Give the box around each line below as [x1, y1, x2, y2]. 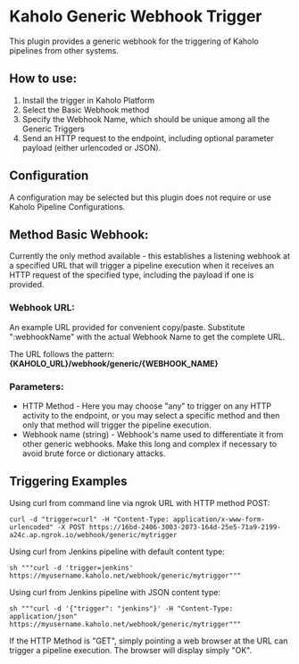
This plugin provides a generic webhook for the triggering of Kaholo [9, 36, 259, 46]
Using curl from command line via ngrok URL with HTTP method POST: [9, 497, 270, 508]
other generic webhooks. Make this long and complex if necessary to [21, 438, 278, 449]
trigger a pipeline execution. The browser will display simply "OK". [9, 644, 253, 655]
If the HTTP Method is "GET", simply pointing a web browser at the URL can [9, 635, 288, 646]
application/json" [9, 611, 78, 621]
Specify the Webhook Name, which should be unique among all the [21, 113, 270, 124]
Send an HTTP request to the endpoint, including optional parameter [21, 132, 275, 144]
